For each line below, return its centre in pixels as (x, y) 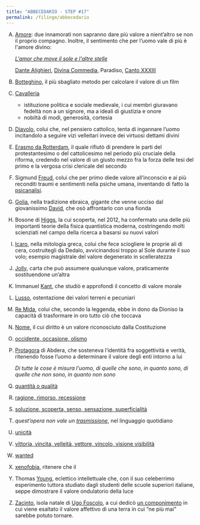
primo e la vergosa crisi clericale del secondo (71, 166)
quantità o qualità (36, 386)
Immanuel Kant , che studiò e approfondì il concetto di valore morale (98, 286)
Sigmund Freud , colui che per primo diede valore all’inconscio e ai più (101, 177)
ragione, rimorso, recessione (50, 397)
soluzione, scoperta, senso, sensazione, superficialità (81, 409)
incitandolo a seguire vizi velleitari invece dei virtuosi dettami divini (97, 135)
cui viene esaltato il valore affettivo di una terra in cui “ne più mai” (96, 509)
